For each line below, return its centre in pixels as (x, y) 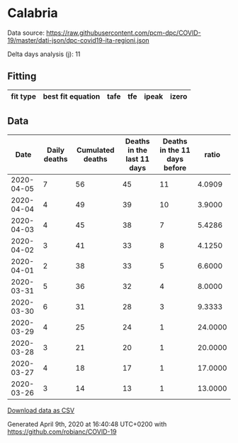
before (175, 168)
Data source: (26, 33)
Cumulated (96, 150)
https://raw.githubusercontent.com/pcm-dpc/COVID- (124, 33)
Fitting (22, 76)
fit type (24, 96)
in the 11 (175, 150)
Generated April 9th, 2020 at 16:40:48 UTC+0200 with (87, 424)
